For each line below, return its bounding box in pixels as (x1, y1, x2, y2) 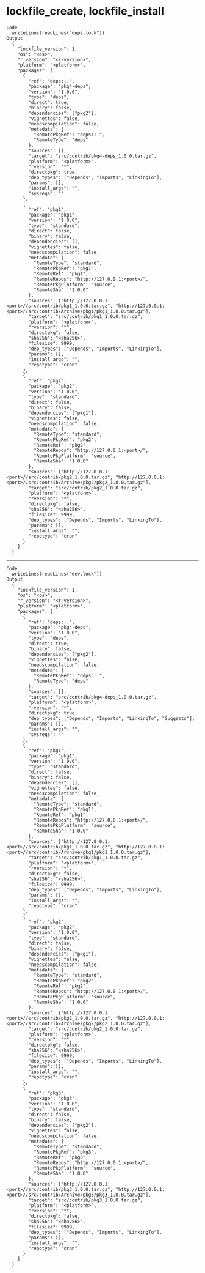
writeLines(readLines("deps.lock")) (12, 29, 105, 36)
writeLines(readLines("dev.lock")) (12, 571, 103, 577)
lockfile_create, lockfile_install (6, 4, 165, 18)
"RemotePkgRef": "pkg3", (33, 1149, 97, 1155)
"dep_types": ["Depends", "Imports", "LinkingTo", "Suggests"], (28, 715, 195, 721)
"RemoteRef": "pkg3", (33, 1154, 88, 1160)
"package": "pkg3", (28, 1095, 78, 1102)
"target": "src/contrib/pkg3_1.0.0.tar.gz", (28, 1197, 143, 1203)
